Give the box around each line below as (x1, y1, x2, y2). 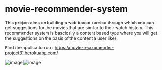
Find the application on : (5, 45, 54, 50)
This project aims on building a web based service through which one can (5, 20, 154, 25)
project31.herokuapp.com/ (5, 50, 59, 56)
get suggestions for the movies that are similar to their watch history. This (5, 24, 154, 30)
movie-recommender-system (5, 3, 128, 15)
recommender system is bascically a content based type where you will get (5, 30, 158, 36)
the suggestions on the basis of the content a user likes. (5, 35, 118, 41)
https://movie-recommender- (54, 45, 114, 50)
